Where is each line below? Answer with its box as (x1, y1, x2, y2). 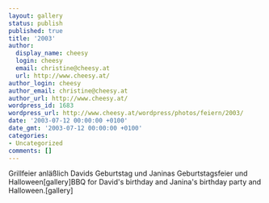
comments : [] (8, 147, 53, 155)
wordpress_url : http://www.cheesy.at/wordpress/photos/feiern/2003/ (8, 110, 244, 118)
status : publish (8, 19, 63, 27)
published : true (8, 27, 63, 35)
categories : (8, 131, 48, 139)
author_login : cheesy (8, 79, 82, 87)
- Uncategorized (8, 139, 63, 147)
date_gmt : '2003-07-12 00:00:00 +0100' (8, 124, 143, 132)
